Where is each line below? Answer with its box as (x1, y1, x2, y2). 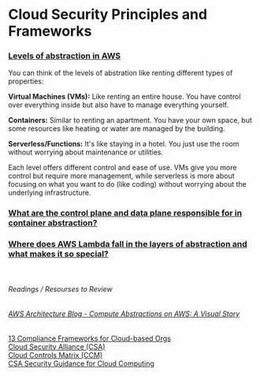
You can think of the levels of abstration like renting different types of (8, 69, 233, 78)
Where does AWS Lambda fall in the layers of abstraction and (8, 239, 247, 250)
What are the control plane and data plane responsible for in (8, 207, 243, 218)
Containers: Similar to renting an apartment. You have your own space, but (8, 116, 252, 125)
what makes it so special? (8, 248, 109, 259)
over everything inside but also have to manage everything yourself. (8, 100, 229, 110)
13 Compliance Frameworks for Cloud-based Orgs (8, 333, 172, 343)
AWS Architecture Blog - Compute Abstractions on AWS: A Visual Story (8, 309, 240, 318)
